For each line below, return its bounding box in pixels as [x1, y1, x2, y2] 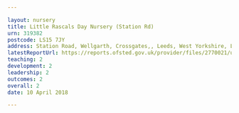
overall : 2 [7, 82, 40, 89]
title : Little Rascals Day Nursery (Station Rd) [7, 23, 154, 30]
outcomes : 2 [7, 76, 43, 83]
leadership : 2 [7, 69, 50, 76]
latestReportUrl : [7, 49, 59, 56]
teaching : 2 [7, 56, 43, 64]
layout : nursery [7, 16, 55, 23]
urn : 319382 [7, 30, 43, 37]
